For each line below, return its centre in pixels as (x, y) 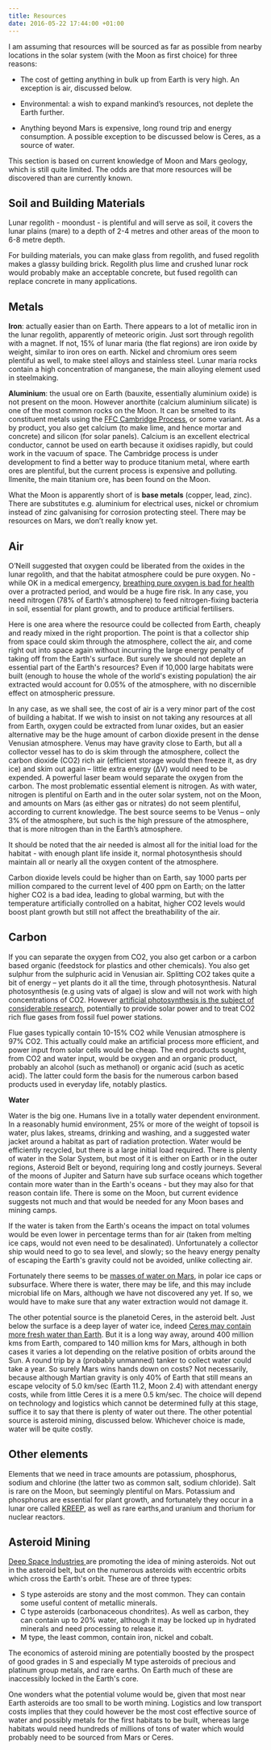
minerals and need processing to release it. (92, 1629)
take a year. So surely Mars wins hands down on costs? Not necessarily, (128, 1368)
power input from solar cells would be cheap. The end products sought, (127, 1050)
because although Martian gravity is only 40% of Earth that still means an (130, 1377)
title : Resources (38, 16)
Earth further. (42, 112)
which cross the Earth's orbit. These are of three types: (100, 1579)
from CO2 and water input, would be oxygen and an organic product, (123, 1058)
